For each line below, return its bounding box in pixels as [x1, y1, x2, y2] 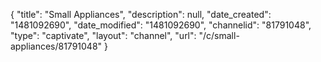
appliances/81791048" [10, 40, 103, 52]
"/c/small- [198, 30, 240, 41]
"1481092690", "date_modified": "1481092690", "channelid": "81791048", [10, 19, 312, 31]
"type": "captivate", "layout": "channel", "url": [10, 30, 197, 41]
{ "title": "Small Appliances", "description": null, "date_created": [10, 9, 272, 20]
